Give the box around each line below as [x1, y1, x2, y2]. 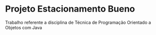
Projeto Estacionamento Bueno [5, 3, 135, 15]
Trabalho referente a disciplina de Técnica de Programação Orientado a [5, 19, 151, 25]
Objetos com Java [5, 24, 42, 30]
